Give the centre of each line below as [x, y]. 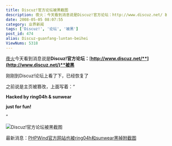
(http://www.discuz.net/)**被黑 [40, 65]
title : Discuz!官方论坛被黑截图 [37, 10]
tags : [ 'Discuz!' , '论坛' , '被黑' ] [42, 29]
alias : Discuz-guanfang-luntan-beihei [47, 39]
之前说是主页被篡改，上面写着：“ [41, 86]
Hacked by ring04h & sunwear [39, 96]
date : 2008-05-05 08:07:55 [34, 19]
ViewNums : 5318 [22, 43]
